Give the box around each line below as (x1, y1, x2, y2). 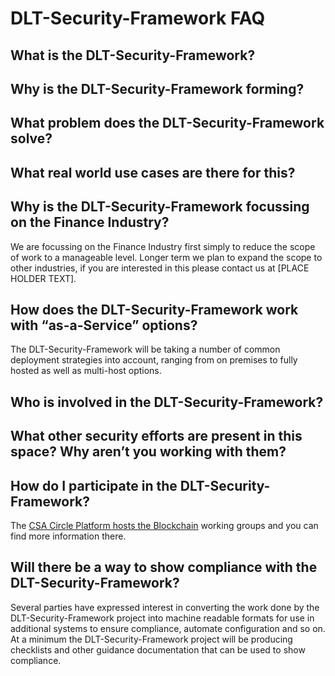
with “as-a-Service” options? (10, 317, 198, 334)
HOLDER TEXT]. (10, 272, 77, 284)
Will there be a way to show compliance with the (10, 559, 318, 576)
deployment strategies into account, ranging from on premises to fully (10, 354, 298, 366)
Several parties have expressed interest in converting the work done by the (10, 601, 320, 613)
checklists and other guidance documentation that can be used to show (10, 643, 306, 656)
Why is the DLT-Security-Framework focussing (10, 198, 310, 216)
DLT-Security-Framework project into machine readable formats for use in (10, 612, 315, 624)
